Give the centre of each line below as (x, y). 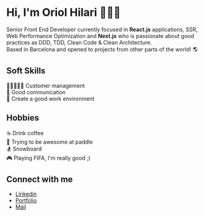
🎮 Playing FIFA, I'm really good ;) (48, 158)
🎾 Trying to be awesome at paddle (50, 142)
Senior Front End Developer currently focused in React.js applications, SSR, (102, 29)
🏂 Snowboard (24, 149)
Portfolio (26, 201)
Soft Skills (26, 71)
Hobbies (23, 118)
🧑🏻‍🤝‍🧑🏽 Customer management (46, 86)
